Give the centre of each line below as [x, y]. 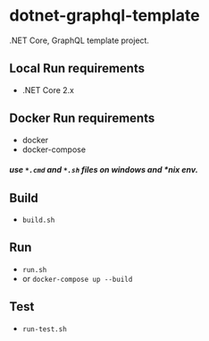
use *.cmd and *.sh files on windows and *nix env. [104, 170]
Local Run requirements [77, 68]
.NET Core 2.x [48, 90]
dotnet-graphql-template [104, 16]
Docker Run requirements [82, 119]
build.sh [38, 220]
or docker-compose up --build [77, 278]
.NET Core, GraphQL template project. [79, 40]
